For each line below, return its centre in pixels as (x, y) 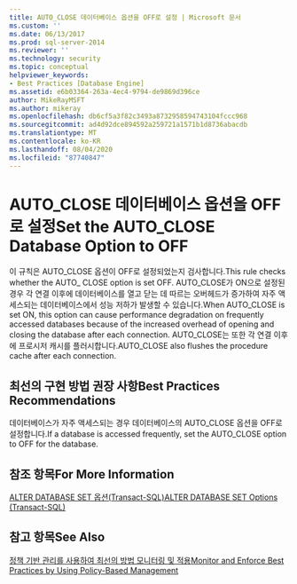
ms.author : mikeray (45, 108)
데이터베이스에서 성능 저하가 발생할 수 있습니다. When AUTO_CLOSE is (162, 305)
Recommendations (63, 400)
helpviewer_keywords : (49, 75)
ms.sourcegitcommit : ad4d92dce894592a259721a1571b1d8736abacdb (129, 125)
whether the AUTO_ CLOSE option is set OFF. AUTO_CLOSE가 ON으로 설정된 (147, 283)
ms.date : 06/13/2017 (47, 34)
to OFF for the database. (54, 444)
